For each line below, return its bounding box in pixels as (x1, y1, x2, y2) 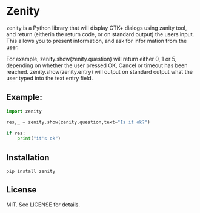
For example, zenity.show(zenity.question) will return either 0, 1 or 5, (6, 55, 177, 62)
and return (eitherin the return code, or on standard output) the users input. (6, 30, 195, 38)
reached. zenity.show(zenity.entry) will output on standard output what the (6, 68, 193, 75)
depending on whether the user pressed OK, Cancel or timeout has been (6, 62, 188, 69)
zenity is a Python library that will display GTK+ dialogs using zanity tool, (6, 24, 187, 31)
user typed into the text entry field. (6, 74, 93, 82)
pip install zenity (6, 168, 56, 175)
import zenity (6, 108, 42, 114)
